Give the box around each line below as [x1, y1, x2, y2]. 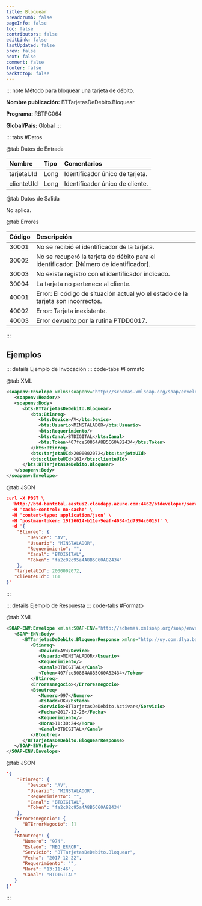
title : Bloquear [6, 8, 47, 15]
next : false [6, 54, 36, 60]
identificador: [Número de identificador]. [36, 260, 151, 269]
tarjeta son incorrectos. [36, 297, 102, 305]
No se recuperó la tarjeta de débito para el [36, 252, 156, 261]
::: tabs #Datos [6, 134, 43, 141]
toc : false [6, 25, 34, 32]
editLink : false [6, 37, 47, 43]
